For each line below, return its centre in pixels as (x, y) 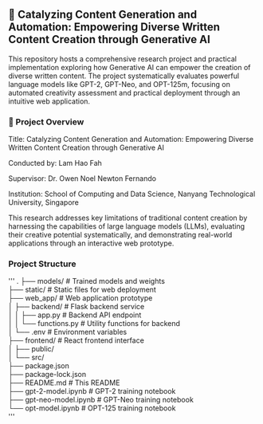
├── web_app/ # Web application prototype (80, 298)
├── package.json (39, 366)
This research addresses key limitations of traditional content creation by (128, 218)
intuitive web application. (49, 101)
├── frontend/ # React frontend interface (77, 340)
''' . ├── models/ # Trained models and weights (87, 281)
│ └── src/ (26, 357)
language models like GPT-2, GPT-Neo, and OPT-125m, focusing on (120, 84)
